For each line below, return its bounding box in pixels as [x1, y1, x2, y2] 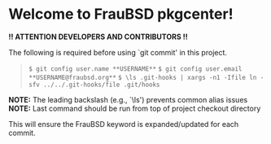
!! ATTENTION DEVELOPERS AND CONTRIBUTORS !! [8, 32, 189, 41]
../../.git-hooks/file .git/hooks [43, 81, 160, 89]
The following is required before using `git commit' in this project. [8, 47, 228, 57]
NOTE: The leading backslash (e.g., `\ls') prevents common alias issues [8, 94, 248, 104]
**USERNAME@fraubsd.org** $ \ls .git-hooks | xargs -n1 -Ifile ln [28, 73, 257, 81]
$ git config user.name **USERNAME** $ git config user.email [28, 64, 243, 73]
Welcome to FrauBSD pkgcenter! [8, 5, 234, 24]
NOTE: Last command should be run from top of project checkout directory [8, 103, 261, 113]
